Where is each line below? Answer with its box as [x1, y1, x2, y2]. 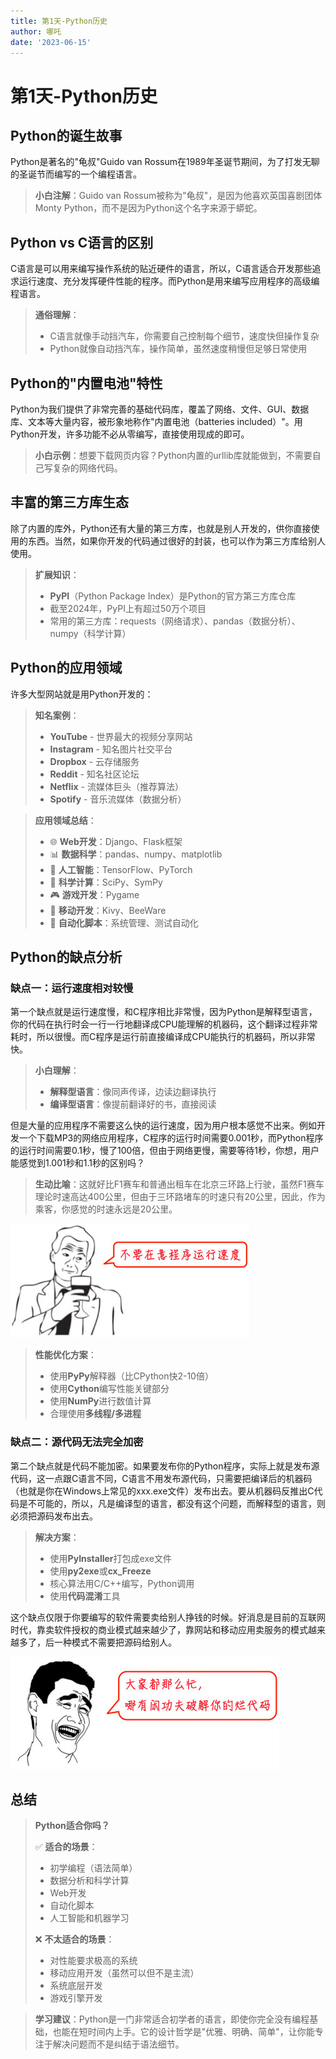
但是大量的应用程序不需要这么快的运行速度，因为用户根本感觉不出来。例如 [10, 1120, 317, 1132]
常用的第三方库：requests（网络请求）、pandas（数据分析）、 [49, 615, 301, 627]
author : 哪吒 [10, 26, 62, 37]
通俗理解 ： [34, 309, 80, 321]
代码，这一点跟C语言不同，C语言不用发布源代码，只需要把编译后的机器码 [10, 1472, 313, 1484]
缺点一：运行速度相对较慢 [10, 981, 134, 995]
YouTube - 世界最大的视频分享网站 [49, 730, 193, 742]
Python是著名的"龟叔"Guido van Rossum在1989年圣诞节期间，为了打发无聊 [10, 156, 320, 168]
